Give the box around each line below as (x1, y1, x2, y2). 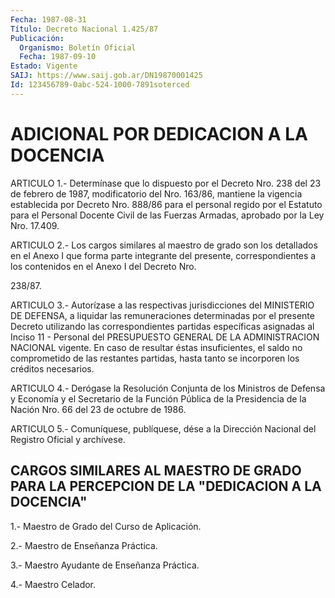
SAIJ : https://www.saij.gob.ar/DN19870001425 (10, 71, 203, 81)
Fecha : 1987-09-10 (19, 52, 97, 62)
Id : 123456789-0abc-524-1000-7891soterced (10, 80, 190, 90)
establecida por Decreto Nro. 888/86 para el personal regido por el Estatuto (10, 198, 323, 210)
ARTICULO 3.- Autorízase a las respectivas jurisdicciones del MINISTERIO (10, 299, 315, 311)
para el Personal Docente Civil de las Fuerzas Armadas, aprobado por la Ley (10, 209, 325, 221)
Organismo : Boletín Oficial (19, 42, 137, 53)
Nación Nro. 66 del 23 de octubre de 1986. (10, 403, 187, 415)
